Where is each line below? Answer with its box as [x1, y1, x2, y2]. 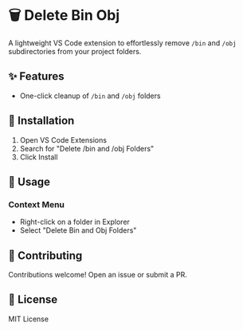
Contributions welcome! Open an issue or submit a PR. [8, 270, 187, 280]
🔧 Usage [8, 175, 50, 188]
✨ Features [8, 69, 65, 84]
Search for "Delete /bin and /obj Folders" [19, 143, 155, 153]
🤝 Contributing [8, 249, 83, 262]
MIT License [8, 314, 49, 324]
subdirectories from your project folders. [8, 46, 142, 56]
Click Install [19, 152, 58, 162]
